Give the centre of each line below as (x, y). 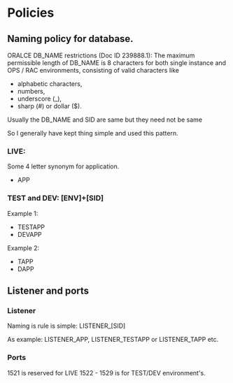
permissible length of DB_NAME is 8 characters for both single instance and (116, 63)
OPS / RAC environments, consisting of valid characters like (93, 70)
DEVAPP (29, 234)
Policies (31, 13)
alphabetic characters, (50, 84)
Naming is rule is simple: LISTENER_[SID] (66, 326)
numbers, (31, 91)
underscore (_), (39, 99)
